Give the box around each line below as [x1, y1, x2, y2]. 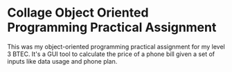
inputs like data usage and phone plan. [7, 57, 118, 65]
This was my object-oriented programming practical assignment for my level [7, 42, 225, 51]
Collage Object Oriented [7, 5, 149, 21]
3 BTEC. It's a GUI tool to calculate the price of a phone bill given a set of [7, 50, 215, 58]
